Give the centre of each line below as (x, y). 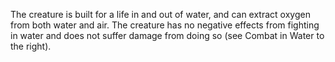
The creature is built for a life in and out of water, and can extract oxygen (160, 14)
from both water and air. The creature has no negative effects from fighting (165, 25)
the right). (31, 46)
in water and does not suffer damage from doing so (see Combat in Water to (167, 35)
